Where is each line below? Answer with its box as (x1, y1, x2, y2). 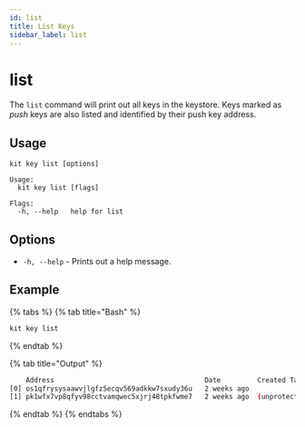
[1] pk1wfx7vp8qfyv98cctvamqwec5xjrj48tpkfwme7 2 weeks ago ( (9, 392, 261, 402)
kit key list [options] (9, 160, 100, 169)
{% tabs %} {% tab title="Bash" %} (9, 306, 142, 317)
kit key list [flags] (17, 184, 100, 193)
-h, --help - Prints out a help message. (22, 255, 172, 266)
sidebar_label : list (9, 30, 88, 39)
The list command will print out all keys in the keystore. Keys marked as (9, 99, 282, 110)
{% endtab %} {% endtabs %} (9, 409, 123, 420)
